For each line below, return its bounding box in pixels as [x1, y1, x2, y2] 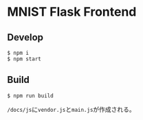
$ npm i [7, 49, 30, 56]
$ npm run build [7, 92, 54, 99]
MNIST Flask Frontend [7, 4, 137, 20]
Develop [7, 32, 43, 43]
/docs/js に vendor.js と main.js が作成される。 [7, 105, 135, 113]
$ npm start [7, 56, 41, 62]
